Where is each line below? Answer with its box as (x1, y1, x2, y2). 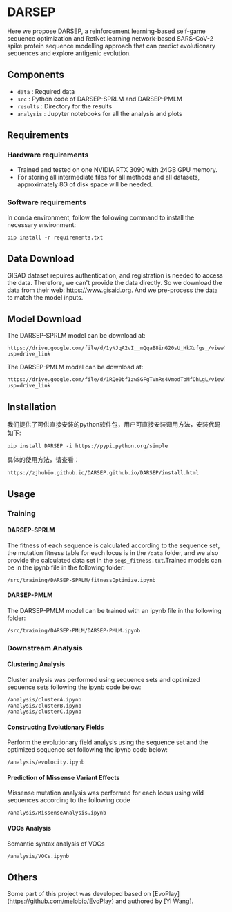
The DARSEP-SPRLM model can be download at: (7, 331, 146, 340)
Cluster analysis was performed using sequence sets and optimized (7, 676, 200, 684)
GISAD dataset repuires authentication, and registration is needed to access (7, 271, 223, 280)
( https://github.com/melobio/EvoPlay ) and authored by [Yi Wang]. (7, 897, 194, 905)
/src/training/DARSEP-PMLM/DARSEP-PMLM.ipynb (7, 627, 140, 634)
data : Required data (17, 87, 75, 95)
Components (7, 69, 64, 81)
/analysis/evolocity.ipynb (7, 759, 85, 766)
